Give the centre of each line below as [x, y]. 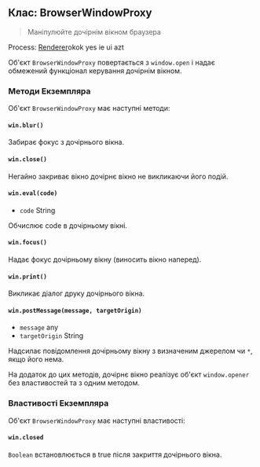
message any [39, 327]
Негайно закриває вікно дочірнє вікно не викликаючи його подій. [118, 176]
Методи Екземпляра [49, 91]
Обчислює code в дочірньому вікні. [68, 225]
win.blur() [26, 125]
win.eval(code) [33, 193]
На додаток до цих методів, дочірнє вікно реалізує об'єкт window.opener [129, 375]
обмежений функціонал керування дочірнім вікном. [95, 71]
